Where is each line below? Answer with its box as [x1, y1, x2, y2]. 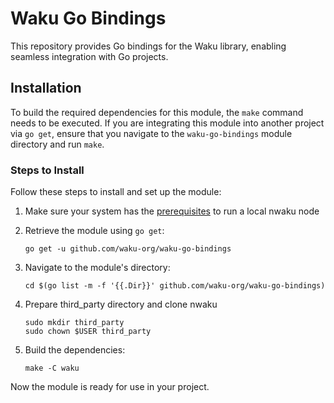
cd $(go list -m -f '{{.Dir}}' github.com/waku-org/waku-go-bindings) [24, 281, 326, 291]
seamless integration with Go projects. [10, 50, 169, 62]
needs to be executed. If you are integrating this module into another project [10, 117, 325, 129]
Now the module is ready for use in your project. [10, 381, 210, 393]
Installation [10, 80, 82, 97]
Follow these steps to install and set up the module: [10, 186, 222, 198]
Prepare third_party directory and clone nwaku [24, 298, 218, 311]
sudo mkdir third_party [24, 318, 125, 328]
